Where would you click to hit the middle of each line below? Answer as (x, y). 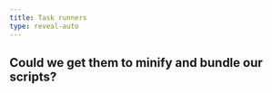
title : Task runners (49, 18)
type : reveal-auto (44, 26)
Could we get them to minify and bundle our (136, 63)
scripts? (33, 76)
